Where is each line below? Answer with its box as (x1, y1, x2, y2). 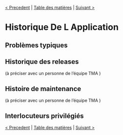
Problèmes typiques (5, 41, 68, 49)
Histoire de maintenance (5, 84, 82, 93)
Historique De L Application (5, 22, 119, 33)
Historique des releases (5, 58, 79, 66)
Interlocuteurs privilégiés (5, 112, 84, 120)
